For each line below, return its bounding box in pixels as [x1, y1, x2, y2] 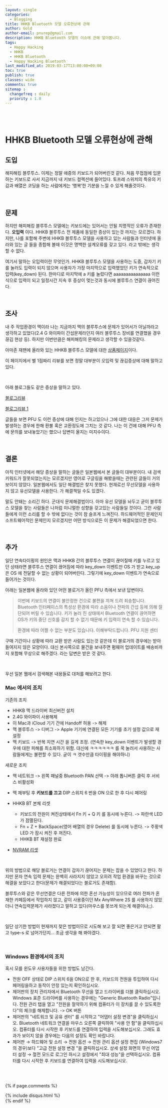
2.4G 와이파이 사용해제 [12, 713, 57, 719]
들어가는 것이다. [5, 576, 36, 582]
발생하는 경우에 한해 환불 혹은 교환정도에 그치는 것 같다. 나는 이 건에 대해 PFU [5, 422, 156, 428]
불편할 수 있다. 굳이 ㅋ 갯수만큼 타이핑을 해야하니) [34, 751, 130, 757]
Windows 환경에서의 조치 [5, 953, 64, 960]
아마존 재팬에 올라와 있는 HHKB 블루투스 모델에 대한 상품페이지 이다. [5, 347, 137, 353]
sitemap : [5, 86, 26, 92]
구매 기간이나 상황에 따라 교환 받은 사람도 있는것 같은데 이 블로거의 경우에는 [5, 638, 152, 644]
